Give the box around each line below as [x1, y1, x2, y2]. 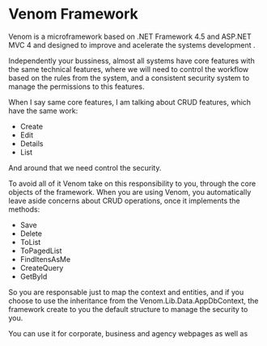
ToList [19, 237, 41, 247]
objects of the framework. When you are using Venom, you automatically [8, 187, 252, 196]
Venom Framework [8, 5, 139, 23]
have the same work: [8, 106, 78, 116]
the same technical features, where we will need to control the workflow [8, 64, 249, 74]
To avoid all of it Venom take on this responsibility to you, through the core [8, 179, 256, 188]
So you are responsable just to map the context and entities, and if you [8, 287, 244, 297]
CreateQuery [19, 263, 64, 272]
